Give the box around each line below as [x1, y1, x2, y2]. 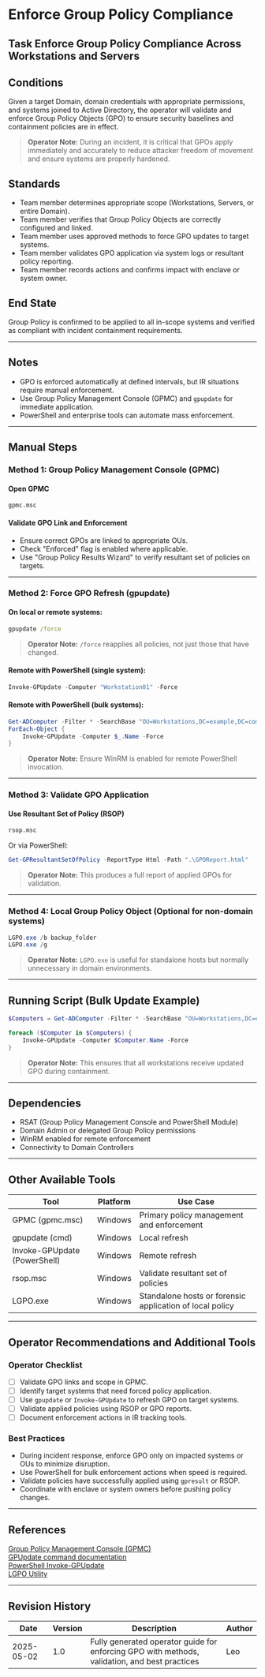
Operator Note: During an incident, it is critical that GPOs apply [27, 137, 233, 147]
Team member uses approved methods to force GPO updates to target [19, 231, 249, 241]
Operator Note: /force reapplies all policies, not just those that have [27, 639, 250, 649]
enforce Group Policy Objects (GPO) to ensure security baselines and [8, 114, 234, 123]
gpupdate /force [8, 625, 62, 633]
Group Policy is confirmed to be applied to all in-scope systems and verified [8, 317, 255, 327]
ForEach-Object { [8, 724, 65, 733]
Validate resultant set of [139, 1268, 227, 1279]
